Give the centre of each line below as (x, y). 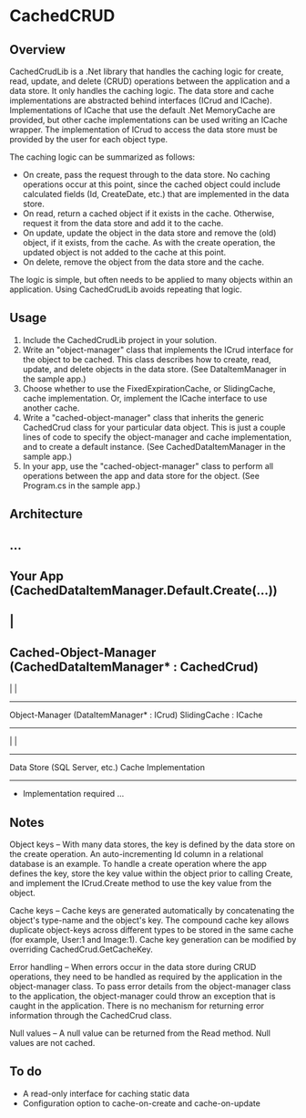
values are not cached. (52, 1043)
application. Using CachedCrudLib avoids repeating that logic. (126, 289)
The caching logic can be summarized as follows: (102, 157)
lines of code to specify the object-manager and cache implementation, (157, 437)
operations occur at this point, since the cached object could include (151, 184)
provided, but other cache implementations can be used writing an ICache (149, 120)
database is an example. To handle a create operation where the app (138, 864)
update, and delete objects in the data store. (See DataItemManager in (154, 369)
